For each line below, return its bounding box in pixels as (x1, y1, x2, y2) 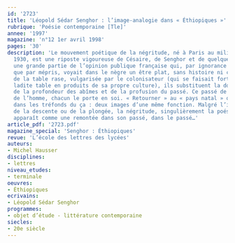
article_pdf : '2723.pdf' (7, 120, 80, 128)
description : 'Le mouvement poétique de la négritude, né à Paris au (7, 50, 215, 57)
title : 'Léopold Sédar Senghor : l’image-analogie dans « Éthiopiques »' (7, 17, 227, 24)
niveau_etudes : (7, 166, 52, 174)
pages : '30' (7, 43, 42, 50)
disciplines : (7, 153, 45, 161)
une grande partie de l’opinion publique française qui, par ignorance (13, 62, 227, 69)
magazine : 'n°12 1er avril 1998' (7, 36, 105, 43)
